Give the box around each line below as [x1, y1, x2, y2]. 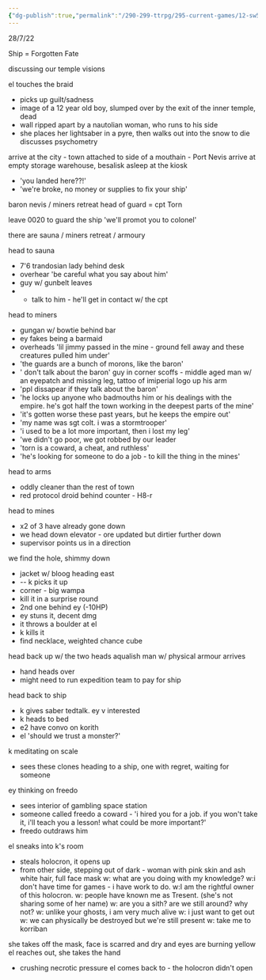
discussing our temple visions [8, 64, 105, 74]
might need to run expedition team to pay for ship [19, 674, 181, 685]
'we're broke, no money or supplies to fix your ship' [19, 184, 188, 194]
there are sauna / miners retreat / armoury [8, 230, 146, 240]
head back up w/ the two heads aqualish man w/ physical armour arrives [8, 651, 246, 661]
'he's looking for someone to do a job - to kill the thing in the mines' [19, 451, 241, 461]
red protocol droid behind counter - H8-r [19, 490, 153, 499]
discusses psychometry [19, 136, 98, 146]
